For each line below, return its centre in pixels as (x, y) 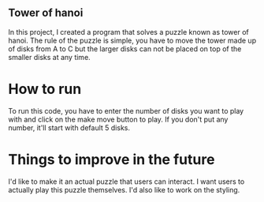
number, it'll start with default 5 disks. (69, 127)
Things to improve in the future (112, 159)
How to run (45, 89)
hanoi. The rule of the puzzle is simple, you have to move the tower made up (132, 40)
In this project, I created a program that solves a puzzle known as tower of (129, 32)
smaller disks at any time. (49, 57)
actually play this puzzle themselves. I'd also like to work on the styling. (124, 189)
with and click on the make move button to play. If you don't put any (118, 119)
